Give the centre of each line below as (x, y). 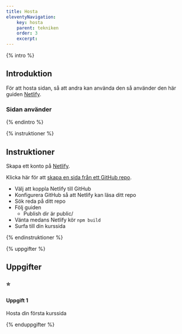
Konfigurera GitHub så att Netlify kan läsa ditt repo (75, 195)
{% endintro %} (25, 122)
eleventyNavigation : (31, 17)
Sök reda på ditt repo (40, 201)
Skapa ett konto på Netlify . (38, 166)
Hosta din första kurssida (36, 313)
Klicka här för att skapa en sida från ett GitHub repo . (69, 177)
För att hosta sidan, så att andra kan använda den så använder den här (91, 88)
